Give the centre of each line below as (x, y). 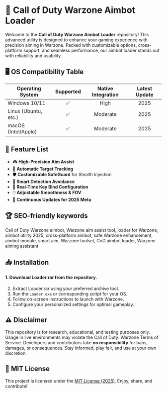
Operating (29, 88)
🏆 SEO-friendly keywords (46, 216)
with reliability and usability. (34, 55)
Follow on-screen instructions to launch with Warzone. (68, 299)
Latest (145, 88)
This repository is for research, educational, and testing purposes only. (78, 332)
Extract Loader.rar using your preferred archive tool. (66, 289)
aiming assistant (22, 246)
